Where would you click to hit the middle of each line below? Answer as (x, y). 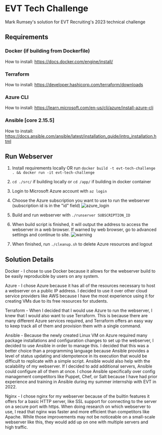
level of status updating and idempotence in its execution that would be (76, 356)
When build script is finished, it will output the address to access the (80, 225)
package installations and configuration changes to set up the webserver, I (79, 340)
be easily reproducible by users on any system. (52, 276)
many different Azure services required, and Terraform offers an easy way (79, 321)
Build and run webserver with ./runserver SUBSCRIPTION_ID (71, 215)
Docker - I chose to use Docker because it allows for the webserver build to (80, 271)
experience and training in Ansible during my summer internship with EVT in (81, 382)
